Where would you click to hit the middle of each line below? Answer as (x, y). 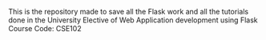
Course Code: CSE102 (45, 28)
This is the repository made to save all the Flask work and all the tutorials (129, 12)
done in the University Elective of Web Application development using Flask (133, 20)
